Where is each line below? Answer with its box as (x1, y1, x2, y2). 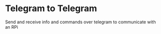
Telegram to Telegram (5, 3, 98, 14)
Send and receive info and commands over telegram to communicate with (5, 19, 156, 25)
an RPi (5, 24, 18, 30)
